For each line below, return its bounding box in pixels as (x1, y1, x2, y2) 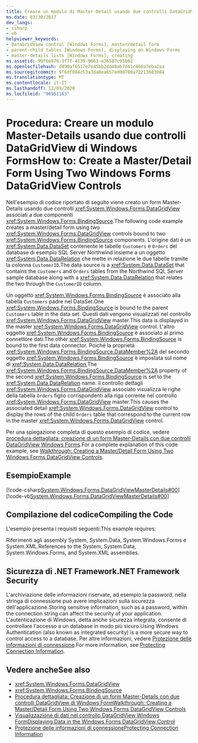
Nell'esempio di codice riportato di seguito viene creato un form (6, 198, 161, 205)
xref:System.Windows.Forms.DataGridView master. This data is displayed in (6, 316, 189, 323)
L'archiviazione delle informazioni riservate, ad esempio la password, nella (6, 591, 187, 598)
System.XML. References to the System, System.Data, (6, 543, 137, 550)
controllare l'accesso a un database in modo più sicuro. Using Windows (6, 623, 179, 630)
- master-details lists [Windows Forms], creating (6, 53, 133, 58)
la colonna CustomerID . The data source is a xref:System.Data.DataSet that (6, 261, 185, 269)
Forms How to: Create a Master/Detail (6, 154, 192, 167)
